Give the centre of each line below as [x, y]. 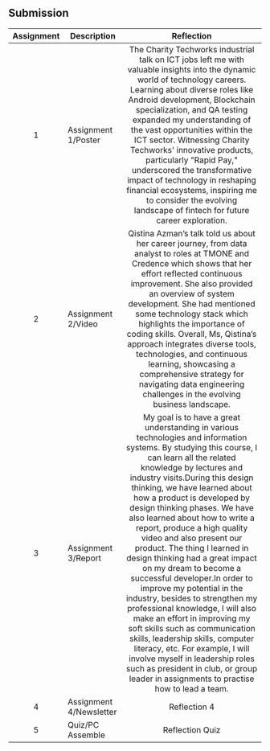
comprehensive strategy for [192, 374]
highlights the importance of [192, 323]
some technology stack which [192, 314]
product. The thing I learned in [192, 548]
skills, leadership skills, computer [192, 638]
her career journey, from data [192, 243]
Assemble [87, 735]
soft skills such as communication [192, 628]
